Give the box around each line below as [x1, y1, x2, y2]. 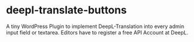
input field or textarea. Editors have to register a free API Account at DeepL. [6, 29, 189, 36]
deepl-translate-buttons [6, 3, 127, 17]
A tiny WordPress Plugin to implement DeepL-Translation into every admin [6, 23, 185, 30]
